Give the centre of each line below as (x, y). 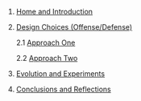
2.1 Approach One (46, 42)
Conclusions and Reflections (63, 89)
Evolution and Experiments (60, 74)
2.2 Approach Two (47, 58)
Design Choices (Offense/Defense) (74, 27)
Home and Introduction (54, 12)
